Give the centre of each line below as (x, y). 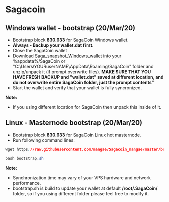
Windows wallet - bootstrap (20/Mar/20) (70, 28)
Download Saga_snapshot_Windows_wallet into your (67, 56)
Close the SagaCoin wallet (40, 50)
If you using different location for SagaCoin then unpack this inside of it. (87, 107)
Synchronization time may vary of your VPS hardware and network (81, 178)
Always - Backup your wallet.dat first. (53, 45)
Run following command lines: (44, 140)
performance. (27, 183)
